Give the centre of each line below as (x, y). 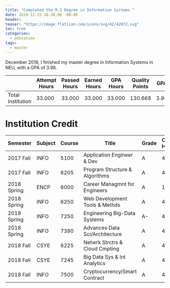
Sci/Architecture (103, 234)
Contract (94, 278)
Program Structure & (108, 169)
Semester (20, 143)
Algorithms (96, 175)
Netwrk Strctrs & (103, 242)
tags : (11, 43)
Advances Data (101, 228)
